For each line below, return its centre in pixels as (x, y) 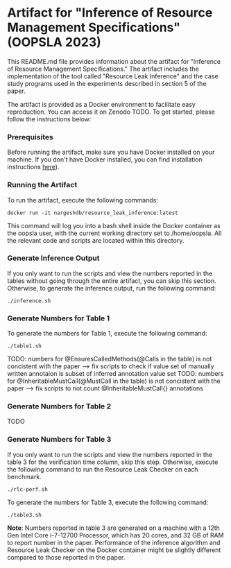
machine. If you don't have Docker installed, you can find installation (105, 160)
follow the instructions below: (49, 119)
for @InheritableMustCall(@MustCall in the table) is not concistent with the (114, 381)
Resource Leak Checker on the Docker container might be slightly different (114, 550)
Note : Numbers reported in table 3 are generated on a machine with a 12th (114, 528)
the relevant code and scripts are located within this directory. (96, 240)
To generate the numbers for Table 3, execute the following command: (108, 502)
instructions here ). (33, 167)
